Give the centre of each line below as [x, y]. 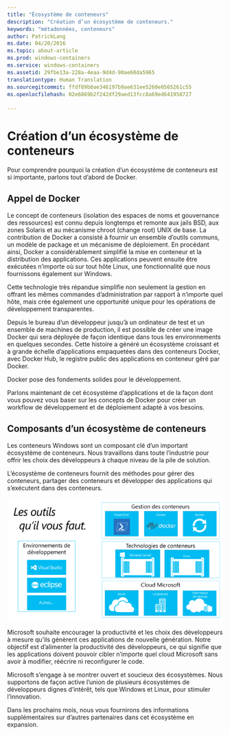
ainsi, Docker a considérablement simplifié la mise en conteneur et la [104, 251]
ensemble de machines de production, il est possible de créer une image [110, 329]
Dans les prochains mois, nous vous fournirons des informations [98, 710]
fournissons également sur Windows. [60, 273]
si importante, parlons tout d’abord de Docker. [72, 177]
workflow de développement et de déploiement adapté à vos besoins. [106, 407]
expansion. [23, 725]
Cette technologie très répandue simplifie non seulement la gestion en [106, 287]
